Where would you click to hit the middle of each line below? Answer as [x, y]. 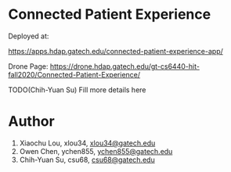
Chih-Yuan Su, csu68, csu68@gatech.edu [87, 159]
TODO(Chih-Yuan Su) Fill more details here [77, 90]
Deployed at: [29, 36]
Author [31, 122]
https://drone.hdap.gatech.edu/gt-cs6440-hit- [125, 66]
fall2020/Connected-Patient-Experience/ [74, 74]
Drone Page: [28, 66]
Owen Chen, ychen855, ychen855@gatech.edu [96, 151]
